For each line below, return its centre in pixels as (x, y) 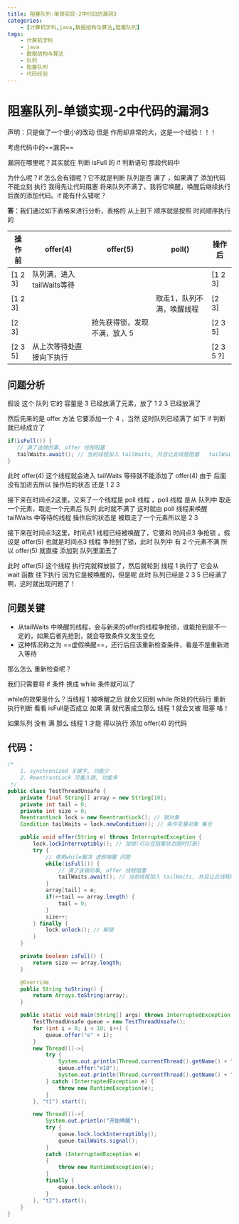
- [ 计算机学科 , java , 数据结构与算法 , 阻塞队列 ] (80, 27)
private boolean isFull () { (62, 956)
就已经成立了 (26, 428)
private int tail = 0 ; (54, 804)
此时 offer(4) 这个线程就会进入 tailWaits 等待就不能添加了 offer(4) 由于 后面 (117, 475)
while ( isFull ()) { (73, 864)
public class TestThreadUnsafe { (57, 791)
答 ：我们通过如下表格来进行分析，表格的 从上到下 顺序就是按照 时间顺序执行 (119, 211)
